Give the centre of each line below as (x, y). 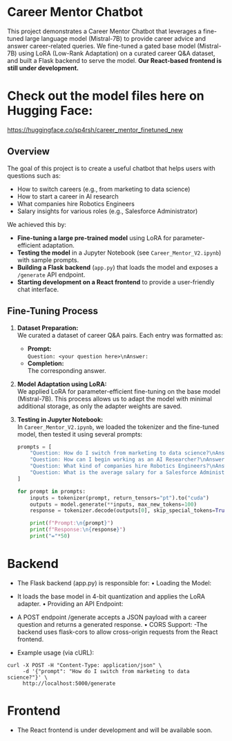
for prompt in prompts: (51, 491)
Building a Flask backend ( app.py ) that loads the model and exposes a (118, 267)
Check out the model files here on (106, 96)
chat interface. (38, 289)
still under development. (43, 68)
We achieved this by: (37, 224)
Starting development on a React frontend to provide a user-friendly (116, 282)
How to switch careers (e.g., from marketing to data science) (104, 189)
